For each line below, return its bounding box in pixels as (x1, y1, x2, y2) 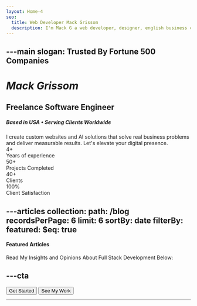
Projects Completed (6, 164, 54, 171)
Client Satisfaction (6, 190, 50, 197)
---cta (6, 271, 29, 281)
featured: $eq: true (6, 225, 77, 235)
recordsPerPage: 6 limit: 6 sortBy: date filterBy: (6, 215, 184, 225)
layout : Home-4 (6, 8, 43, 15)
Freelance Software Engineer (6, 102, 114, 112)
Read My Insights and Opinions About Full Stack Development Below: (6, 254, 174, 261)
